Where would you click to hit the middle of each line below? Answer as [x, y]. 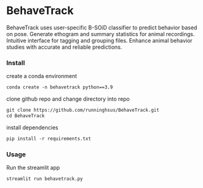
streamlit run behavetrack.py [45, 179]
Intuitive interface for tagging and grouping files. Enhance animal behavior [99, 40]
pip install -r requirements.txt [49, 139]
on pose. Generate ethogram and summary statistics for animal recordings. [101, 34]
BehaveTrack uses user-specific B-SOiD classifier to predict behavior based [102, 27]
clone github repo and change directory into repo [68, 99]
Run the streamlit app [33, 168]
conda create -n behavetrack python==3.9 [60, 87]
